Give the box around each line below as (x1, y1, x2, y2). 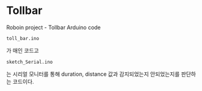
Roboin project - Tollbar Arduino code (6, 24, 101, 31)
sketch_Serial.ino (6, 59, 53, 65)
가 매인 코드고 (6, 47, 40, 54)
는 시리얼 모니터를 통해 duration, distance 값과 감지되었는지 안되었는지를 (6, 70, 180, 78)
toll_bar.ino (6, 35, 40, 41)
